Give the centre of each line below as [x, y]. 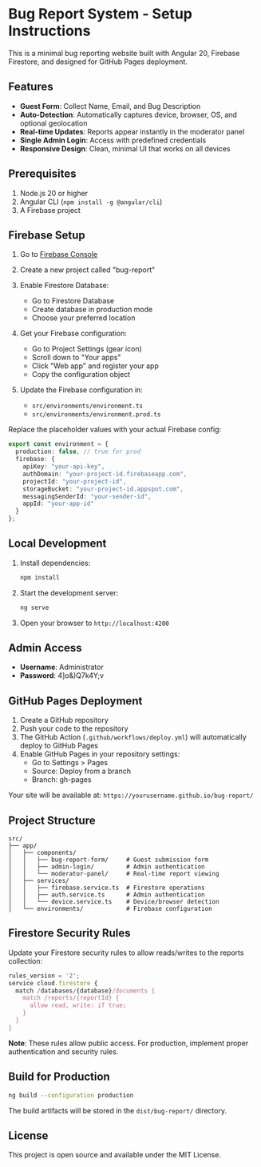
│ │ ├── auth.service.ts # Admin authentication [107, 895]
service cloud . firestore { [53, 983]
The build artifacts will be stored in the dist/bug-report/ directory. [118, 1110]
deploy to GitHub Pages [59, 746]
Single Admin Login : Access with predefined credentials [113, 140]
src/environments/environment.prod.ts [96, 415]
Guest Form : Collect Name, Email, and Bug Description [110, 106]
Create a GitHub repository [64, 720]
